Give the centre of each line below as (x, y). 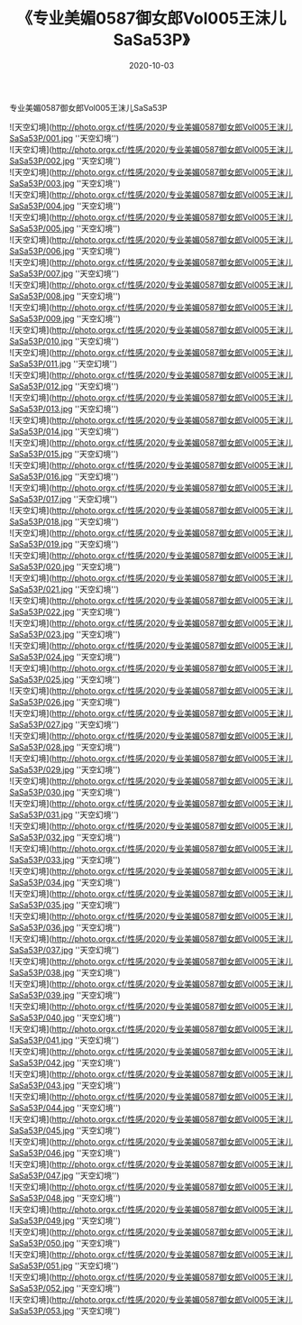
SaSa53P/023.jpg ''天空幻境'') (65, 634)
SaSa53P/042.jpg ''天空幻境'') (65, 1063)
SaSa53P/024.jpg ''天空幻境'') (65, 657)
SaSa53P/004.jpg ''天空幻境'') (65, 206)
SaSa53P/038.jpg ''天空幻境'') (65, 972)
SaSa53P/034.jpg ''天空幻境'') (65, 882)
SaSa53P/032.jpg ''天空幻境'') (65, 837)
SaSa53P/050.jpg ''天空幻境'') (65, 1243)
